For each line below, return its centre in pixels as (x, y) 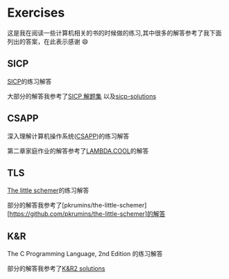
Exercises (36, 13)
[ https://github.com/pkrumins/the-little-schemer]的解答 (86, 214)
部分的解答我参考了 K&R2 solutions (56, 269)
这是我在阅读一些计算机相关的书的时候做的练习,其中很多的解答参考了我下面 (114, 33)
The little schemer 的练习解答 (48, 191)
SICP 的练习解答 (29, 81)
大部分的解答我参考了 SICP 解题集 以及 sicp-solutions (82, 96)
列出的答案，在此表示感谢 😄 (48, 41)
